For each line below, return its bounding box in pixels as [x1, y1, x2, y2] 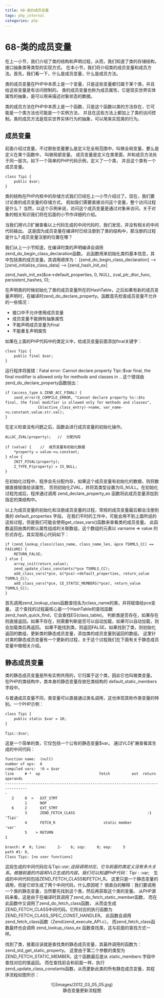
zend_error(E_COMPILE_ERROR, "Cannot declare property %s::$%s [14, 395, 145, 400]
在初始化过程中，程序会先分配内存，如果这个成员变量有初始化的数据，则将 [5, 478, 155, 484]
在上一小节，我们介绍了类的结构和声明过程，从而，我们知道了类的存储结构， [5, 59, 159, 65]
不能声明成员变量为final [12, 322, 60, 328]
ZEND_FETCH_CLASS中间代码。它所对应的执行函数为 [5, 906, 113, 912]
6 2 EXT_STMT [11, 805, 58, 810]
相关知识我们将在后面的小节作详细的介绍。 [13, 212, 99, 218]
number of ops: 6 [5, 761, 42, 766]
